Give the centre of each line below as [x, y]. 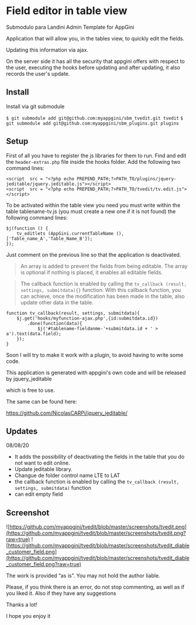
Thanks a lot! [22, 605]
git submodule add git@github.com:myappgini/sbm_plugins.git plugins [93, 123]
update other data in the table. [57, 302]
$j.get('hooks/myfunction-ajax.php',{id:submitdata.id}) [87, 318]
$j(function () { [27, 228]
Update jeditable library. [44, 469]
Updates [22, 431]
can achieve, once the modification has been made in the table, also [103, 296]
